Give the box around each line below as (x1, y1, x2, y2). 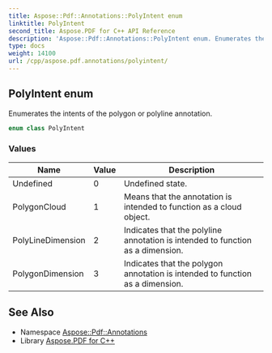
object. (124, 211, 151, 223)
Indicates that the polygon (124, 257, 223, 269)
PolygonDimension (12, 268, 84, 279)
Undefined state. (124, 177, 188, 189)
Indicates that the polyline (124, 224, 223, 236)
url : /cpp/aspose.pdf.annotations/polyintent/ (8, 57, 168, 66)
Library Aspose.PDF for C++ (19, 335, 116, 345)
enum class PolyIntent (8, 124, 85, 132)
